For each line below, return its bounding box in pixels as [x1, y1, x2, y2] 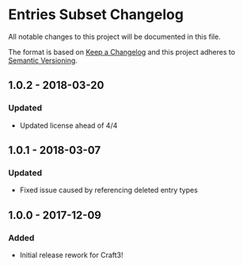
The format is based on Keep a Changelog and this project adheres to [8, 47, 236, 56]
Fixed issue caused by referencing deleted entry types [19, 185, 198, 195]
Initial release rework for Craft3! [19, 250, 123, 260]
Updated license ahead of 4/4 [19, 121, 118, 130]
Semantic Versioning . [8, 56, 78, 65]
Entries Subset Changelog [8, 6, 184, 24]
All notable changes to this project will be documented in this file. [8, 32, 222, 41]
